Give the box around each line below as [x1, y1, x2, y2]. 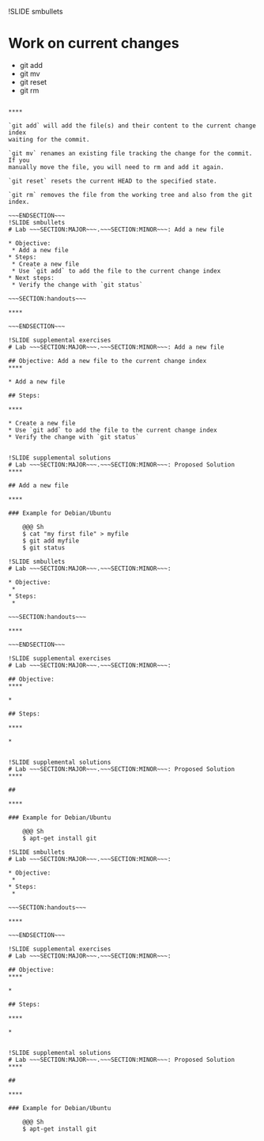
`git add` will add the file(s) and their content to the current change [8, 122, 257, 130]
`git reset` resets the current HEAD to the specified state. [8, 177, 217, 185]
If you [8, 156, 30, 164]
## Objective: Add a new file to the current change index [8, 357, 207, 365]
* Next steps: [8, 274, 55, 281]
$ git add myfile [22, 537, 80, 545]
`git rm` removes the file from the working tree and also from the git [8, 191, 253, 198]
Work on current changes [8, 35, 179, 52]
